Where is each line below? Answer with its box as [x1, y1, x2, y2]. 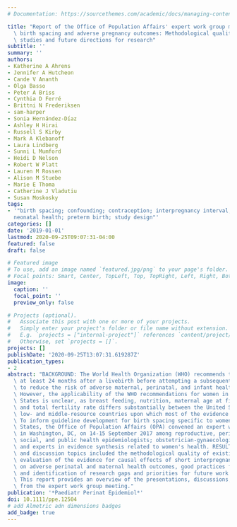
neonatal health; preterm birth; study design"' [13, 214, 159, 221]
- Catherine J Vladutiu [7, 187, 78, 195]
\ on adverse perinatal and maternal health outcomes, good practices [13, 463, 226, 470]
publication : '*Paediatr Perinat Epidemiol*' [7, 490, 143, 497]
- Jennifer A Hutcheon [7, 69, 74, 76]
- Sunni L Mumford [7, 148, 61, 156]
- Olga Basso [7, 82, 46, 89]
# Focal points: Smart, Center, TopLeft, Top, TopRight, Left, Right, [7, 273, 219, 280]
